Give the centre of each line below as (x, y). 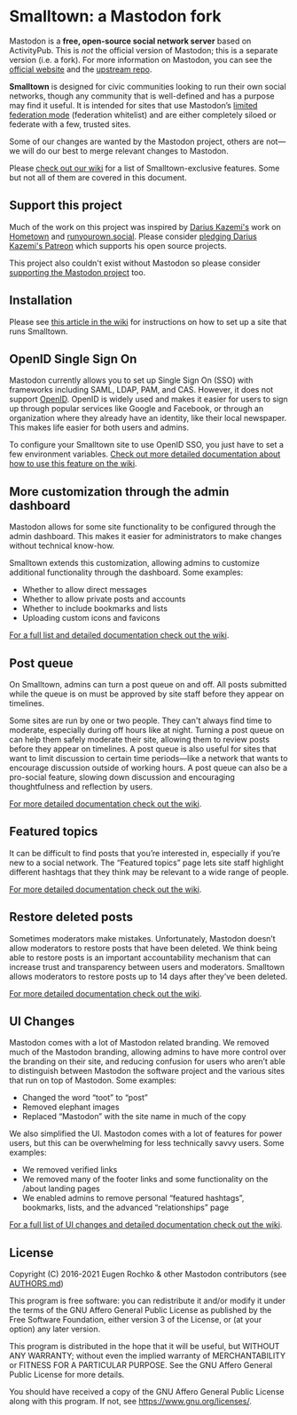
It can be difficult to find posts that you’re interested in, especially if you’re (145, 853)
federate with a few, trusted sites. (70, 124)
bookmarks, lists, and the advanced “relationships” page (125, 1208)
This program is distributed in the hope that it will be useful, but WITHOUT (145, 1347)
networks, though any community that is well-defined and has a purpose (142, 96)
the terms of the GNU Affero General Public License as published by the (141, 1310)
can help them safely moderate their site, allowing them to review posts (140, 739)
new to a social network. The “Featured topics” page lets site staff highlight (147, 863)
